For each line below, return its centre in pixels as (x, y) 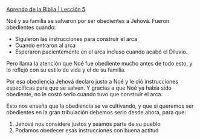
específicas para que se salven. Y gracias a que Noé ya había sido (89, 88)
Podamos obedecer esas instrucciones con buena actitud (87, 130)
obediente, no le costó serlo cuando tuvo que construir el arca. (85, 94)
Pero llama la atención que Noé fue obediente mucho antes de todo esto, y (99, 63)
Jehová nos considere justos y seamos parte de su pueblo (88, 124)
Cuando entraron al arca (45, 45)
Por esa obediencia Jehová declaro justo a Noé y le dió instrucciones (92, 82)
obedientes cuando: (31, 27)
